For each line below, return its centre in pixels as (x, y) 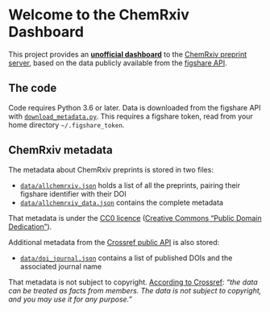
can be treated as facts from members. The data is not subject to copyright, (135, 290)
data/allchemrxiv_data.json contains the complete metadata (122, 202)
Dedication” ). (30, 227)
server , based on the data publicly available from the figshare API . (118, 63)
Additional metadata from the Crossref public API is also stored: (114, 242)
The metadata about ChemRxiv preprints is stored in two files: (111, 169)
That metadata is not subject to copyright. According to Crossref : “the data (133, 282)
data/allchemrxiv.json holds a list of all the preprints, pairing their (130, 185)
